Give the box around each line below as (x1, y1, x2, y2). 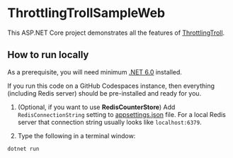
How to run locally (7, 49, 89, 61)
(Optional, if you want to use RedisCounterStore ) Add (17, 103, 176, 111)
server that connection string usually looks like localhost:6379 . (17, 118, 202, 126)
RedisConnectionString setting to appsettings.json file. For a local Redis (17, 110, 227, 118)
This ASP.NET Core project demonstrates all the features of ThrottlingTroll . (7, 28, 225, 37)
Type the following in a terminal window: (17, 131, 136, 140)
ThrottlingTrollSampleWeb (7, 5, 165, 21)
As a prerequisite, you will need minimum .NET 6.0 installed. (7, 67, 183, 76)
